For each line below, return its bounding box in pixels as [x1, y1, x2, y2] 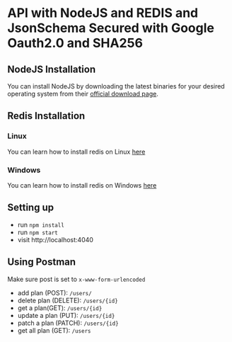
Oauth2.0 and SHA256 [7, 35, 144, 51]
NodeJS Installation [7, 63, 96, 75]
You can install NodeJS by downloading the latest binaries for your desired [7, 82, 225, 90]
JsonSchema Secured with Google [7, 20, 214, 36]
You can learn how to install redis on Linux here [7, 147, 146, 156]
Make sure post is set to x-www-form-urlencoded [7, 275, 146, 283]
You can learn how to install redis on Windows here [7, 181, 157, 189]
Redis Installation [7, 110, 86, 122]
